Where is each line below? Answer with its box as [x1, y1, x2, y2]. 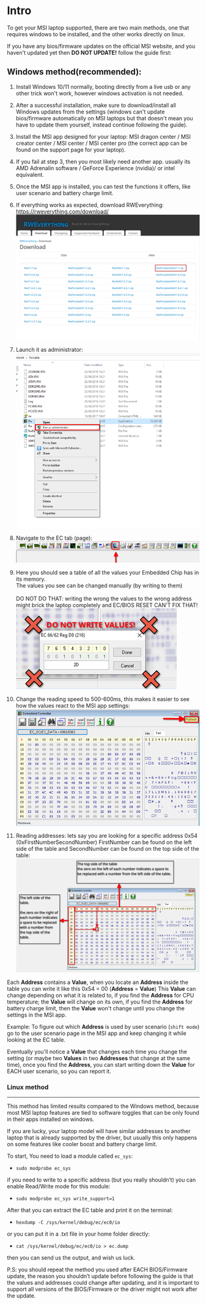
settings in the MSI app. [7, 1011, 67, 1018]
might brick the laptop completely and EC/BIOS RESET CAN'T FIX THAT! [15, 602, 198, 609]
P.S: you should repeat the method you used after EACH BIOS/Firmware [7, 1266, 188, 1273]
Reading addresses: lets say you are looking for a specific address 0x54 [15, 832, 198, 840]
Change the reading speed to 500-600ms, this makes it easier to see [15, 695, 190, 703]
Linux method [7, 1083, 49, 1091]
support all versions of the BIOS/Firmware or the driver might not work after [7, 1285, 197, 1293]
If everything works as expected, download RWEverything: [15, 201, 164, 209]
